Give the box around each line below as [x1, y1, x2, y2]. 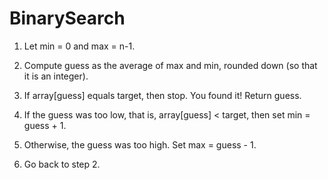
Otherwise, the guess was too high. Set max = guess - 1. [23, 138, 257, 151]
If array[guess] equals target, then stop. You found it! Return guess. [23, 89, 302, 101]
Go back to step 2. [23, 158, 101, 170]
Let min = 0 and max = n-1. [23, 40, 136, 52]
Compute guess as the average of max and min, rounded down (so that [23, 59, 318, 71]
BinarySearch [9, 7, 126, 30]
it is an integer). [23, 70, 89, 82]
